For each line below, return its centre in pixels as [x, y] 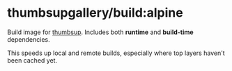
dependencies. [29, 39]
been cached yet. [32, 60]
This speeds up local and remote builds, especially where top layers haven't [116, 53]
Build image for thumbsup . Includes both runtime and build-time [100, 32]
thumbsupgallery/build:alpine [95, 13]
